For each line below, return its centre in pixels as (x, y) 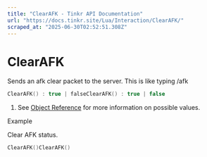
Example (20, 121)
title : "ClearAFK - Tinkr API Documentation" (75, 14)
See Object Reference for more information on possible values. (109, 108)
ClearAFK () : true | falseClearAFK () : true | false (86, 94)
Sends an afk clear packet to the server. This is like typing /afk (98, 81)
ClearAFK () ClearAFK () (39, 148)
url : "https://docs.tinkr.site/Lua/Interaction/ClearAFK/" (96, 20)
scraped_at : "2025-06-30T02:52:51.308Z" (68, 27)
